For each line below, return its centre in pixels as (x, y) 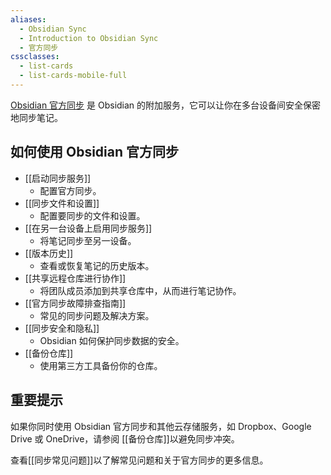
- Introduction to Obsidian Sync (89, 38)
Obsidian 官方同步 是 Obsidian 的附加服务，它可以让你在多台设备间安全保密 (166, 105)
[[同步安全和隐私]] (62, 328)
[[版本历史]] (49, 253)
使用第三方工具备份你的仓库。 (101, 365)
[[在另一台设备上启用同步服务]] (88, 228)
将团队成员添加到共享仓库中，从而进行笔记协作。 (140, 290)
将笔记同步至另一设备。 (88, 240)
